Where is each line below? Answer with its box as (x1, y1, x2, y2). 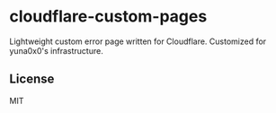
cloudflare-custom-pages (9, 6, 208, 27)
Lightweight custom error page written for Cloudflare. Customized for (9, 36, 267, 47)
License (9, 72, 55, 87)
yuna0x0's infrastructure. (9, 45, 103, 56)
